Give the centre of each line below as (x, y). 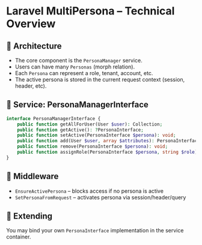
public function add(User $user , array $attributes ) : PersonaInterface (109, 141)
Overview (31, 24)
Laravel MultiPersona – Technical (90, 11)
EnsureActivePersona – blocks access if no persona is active (89, 191)
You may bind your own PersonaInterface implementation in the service (95, 231)
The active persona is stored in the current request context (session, (100, 80)
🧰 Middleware (32, 176)
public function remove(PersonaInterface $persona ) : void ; (93, 147)
